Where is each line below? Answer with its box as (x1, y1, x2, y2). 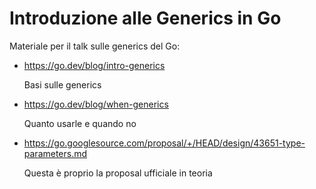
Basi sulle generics (23, 78, 102, 91)
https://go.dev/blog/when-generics (23, 98, 169, 110)
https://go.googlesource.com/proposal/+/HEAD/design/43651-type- (23, 137, 306, 149)
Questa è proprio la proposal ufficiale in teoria (23, 167, 213, 179)
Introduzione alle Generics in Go (9, 7, 282, 30)
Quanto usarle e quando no (23, 117, 137, 129)
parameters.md (23, 147, 88, 159)
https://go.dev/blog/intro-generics (23, 59, 166, 71)
